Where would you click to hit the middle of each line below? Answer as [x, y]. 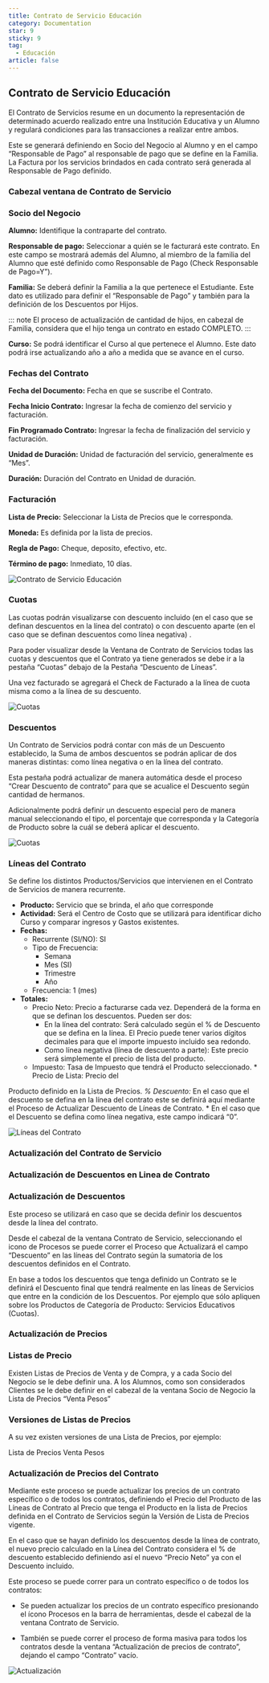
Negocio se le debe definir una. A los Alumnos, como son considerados [127, 1381]
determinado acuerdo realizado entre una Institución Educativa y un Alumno [134, 120]
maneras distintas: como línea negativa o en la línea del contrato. [116, 762]
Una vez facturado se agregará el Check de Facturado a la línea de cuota [129, 683]
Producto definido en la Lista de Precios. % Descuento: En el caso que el [129, 1091]
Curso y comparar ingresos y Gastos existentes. [100, 922]
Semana [57, 956]
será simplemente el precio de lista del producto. [125, 1059]
